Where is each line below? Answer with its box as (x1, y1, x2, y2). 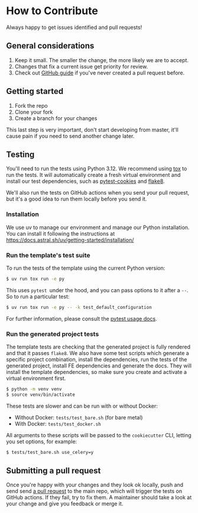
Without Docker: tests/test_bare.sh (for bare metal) (14, 414, 143, 421)
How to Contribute (6, 4, 99, 18)
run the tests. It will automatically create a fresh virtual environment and (6, 172, 181, 179)
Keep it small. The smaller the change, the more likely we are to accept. (14, 56, 189, 63)
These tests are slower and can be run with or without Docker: (6, 402, 158, 409)
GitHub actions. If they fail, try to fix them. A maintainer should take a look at (6, 494, 192, 501)
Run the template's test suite (6, 251, 90, 259)
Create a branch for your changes (14, 114, 98, 122)
